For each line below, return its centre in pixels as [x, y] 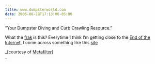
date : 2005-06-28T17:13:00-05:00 [39, 14]
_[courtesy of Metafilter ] [29, 52]
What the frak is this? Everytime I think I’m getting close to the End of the [77, 37]
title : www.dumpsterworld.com [36, 9]
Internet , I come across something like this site [52, 42]
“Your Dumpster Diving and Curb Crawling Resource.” [59, 28]
